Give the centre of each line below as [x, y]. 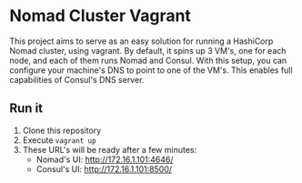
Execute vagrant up [60, 140]
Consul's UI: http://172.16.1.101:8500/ [104, 168]
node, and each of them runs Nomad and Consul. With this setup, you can [148, 60]
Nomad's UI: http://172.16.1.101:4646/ [105, 159]
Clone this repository [62, 130]
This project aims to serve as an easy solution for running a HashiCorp [141, 41]
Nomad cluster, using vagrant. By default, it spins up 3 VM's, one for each [148, 50]
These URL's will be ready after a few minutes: [110, 149]
